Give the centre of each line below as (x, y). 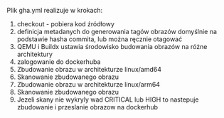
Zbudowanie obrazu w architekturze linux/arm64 (89, 84)
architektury (34, 54)
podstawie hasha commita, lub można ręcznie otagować (100, 39)
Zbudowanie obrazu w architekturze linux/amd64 (89, 69)
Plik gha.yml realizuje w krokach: (55, 10)
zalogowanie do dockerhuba (59, 62)
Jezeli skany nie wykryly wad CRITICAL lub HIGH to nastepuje (108, 100)
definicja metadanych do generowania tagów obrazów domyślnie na (117, 32)
